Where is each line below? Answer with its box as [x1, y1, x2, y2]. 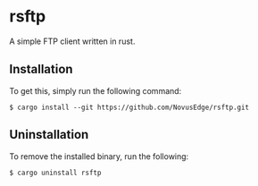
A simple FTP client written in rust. [9, 36, 136, 46]
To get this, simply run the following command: [9, 85, 182, 96]
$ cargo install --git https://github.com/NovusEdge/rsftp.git [9, 103, 250, 112]
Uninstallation [9, 127, 89, 142]
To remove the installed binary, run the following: [9, 150, 189, 162]
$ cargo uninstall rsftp [9, 168, 102, 177]
